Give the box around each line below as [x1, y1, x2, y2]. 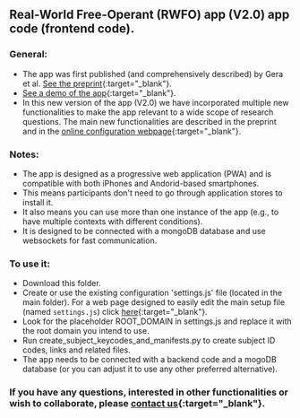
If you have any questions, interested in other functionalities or [9, 386, 288, 398]
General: [9, 48, 47, 61]
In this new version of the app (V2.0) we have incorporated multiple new [21, 97, 289, 108]
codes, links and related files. [21, 344, 132, 355]
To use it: [9, 257, 51, 270]
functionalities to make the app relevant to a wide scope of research [21, 107, 274, 118]
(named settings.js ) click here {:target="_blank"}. [21, 307, 208, 318]
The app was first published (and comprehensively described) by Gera [21, 68, 284, 79]
